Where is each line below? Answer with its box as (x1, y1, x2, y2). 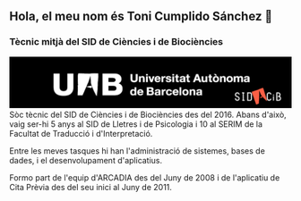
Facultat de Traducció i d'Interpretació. (9, 129, 153, 139)
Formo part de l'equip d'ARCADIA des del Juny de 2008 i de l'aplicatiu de (9, 172, 280, 183)
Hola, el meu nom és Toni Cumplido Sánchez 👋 (9, 9, 273, 24)
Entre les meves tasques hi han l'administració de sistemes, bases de (9, 146, 266, 156)
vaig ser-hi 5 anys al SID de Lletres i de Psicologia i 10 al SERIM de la (9, 119, 262, 130)
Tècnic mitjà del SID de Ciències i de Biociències (9, 36, 224, 48)
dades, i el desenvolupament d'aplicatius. (9, 155, 163, 166)
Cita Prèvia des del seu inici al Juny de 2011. (9, 182, 173, 193)
